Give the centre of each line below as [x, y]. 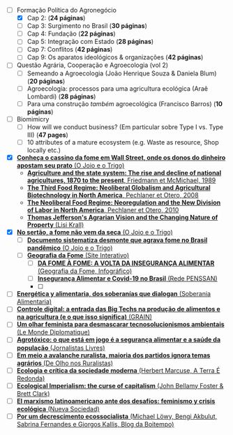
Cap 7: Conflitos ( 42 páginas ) [70, 50]
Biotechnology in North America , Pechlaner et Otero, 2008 [113, 195]
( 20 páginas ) [46, 81]
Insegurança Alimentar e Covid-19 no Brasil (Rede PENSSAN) [127, 279]
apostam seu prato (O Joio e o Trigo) [70, 165]
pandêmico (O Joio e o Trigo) [70, 248]
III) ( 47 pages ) [48, 135]
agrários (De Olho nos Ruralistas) [65, 363]
